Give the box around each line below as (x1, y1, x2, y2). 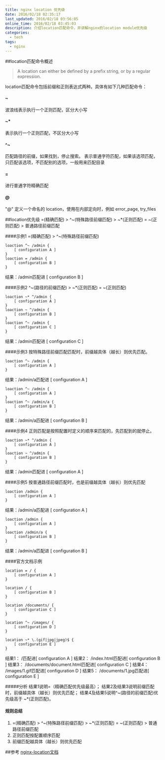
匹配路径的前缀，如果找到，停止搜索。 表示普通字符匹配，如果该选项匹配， (5, 153, 158, 159)
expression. (17, 73, 41, 79)
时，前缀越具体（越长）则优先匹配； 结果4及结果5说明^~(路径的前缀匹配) (5, 689, 154, 695)
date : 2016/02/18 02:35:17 (5, 12, 61, 17)
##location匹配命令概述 (5, 58, 53, 64)
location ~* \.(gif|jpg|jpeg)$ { (5, 637, 74, 642)
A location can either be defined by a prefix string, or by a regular (17, 68, 151, 74)
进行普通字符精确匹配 (5, 182, 48, 188)
